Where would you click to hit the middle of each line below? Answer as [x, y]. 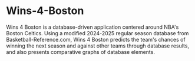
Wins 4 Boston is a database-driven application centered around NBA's [92, 27]
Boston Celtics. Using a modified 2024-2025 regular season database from [97, 33]
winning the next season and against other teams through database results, [98, 46]
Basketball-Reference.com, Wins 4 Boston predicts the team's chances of [96, 39]
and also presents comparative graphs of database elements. [80, 52]
